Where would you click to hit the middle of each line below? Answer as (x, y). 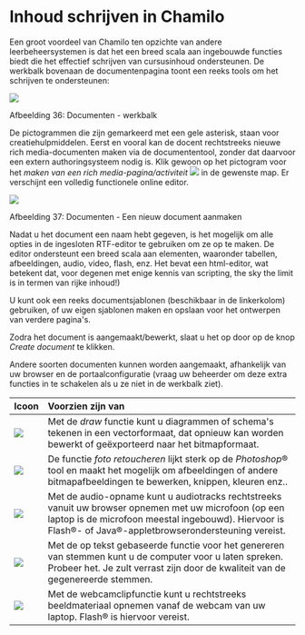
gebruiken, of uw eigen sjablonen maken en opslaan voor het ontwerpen (145, 310)
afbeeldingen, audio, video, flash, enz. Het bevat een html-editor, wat (139, 263)
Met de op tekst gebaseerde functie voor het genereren (166, 545)
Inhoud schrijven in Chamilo (117, 17)
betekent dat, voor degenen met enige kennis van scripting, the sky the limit (151, 273)
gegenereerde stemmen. (100, 579)
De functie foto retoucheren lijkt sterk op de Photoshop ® (168, 459)
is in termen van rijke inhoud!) (65, 283)
